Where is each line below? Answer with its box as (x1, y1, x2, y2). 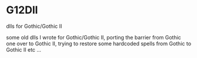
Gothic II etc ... (6, 46, 42, 53)
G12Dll (6, 3, 38, 17)
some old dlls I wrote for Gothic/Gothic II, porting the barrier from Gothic (6, 34, 181, 41)
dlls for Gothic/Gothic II (6, 23, 62, 30)
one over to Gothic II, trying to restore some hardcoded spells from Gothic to (6, 40, 192, 47)
